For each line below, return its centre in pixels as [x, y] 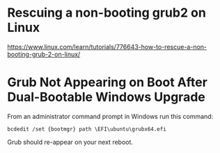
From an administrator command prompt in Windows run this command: [110, 116]
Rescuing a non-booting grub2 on [107, 13]
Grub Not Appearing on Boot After [107, 82]
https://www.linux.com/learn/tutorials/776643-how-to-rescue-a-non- [107, 47]
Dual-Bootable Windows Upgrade [106, 97]
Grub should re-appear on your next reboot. [70, 142]
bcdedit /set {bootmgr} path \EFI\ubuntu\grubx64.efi [87, 129]
